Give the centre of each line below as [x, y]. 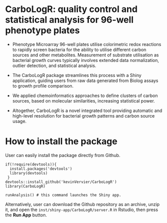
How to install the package [61, 141]
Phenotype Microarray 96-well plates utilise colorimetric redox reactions [87, 44]
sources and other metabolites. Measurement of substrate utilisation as [85, 55]
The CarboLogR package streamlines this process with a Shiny [77, 75]
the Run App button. [26, 215]
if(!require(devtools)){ [31, 164]
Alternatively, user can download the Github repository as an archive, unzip [83, 204]
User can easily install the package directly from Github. [63, 155]
